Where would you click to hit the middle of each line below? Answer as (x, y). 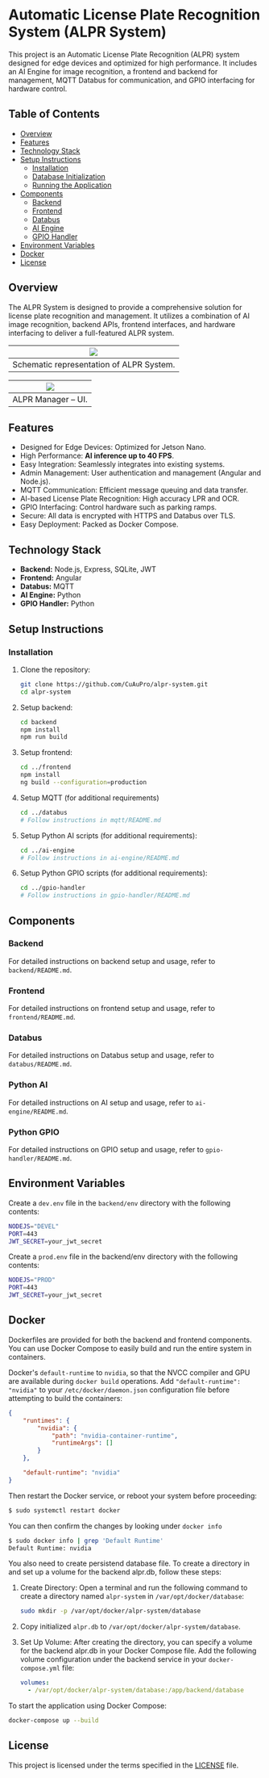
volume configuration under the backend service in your (113, 1659)
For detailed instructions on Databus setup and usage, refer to (112, 1055)
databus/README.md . (40, 1064)
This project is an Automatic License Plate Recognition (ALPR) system (124, 54)
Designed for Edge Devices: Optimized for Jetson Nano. (113, 447)
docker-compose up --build (54, 1721)
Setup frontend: (46, 753)
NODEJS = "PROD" (32, 1280)
